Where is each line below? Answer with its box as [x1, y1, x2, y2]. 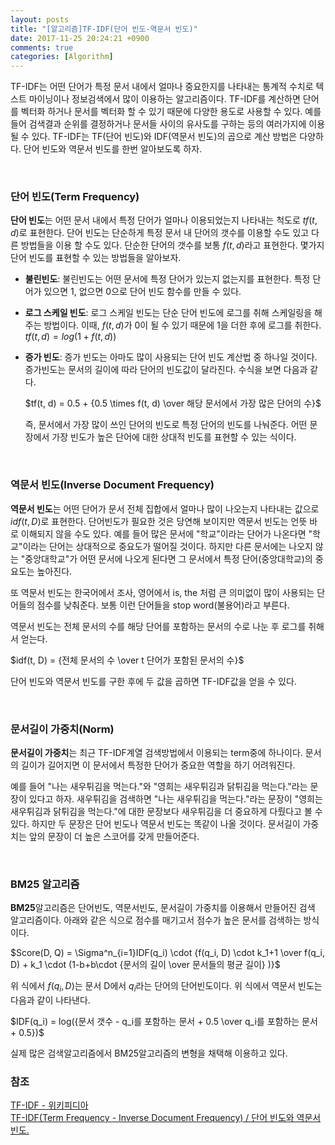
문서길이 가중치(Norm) [10, 722, 115, 736]
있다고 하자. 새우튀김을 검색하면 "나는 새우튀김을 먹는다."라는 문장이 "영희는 [28, 793, 323, 805]
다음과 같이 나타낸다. [10, 994, 91, 1006]
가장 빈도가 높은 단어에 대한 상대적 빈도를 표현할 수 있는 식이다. [51, 431, 297, 443]
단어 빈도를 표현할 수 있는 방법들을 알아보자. [10, 252, 182, 264]
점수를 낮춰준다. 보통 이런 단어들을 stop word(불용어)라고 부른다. [36, 599, 290, 611]
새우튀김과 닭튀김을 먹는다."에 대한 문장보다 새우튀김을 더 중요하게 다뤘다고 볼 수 [10, 806, 323, 818]
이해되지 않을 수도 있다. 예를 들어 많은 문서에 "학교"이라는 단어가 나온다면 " [20, 527, 313, 540]
